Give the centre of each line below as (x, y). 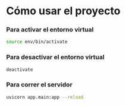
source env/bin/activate (37, 42)
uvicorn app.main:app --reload (45, 97)
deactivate (20, 70)
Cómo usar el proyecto (63, 11)
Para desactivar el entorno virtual (56, 57)
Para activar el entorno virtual (50, 30)
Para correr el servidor (39, 85)
